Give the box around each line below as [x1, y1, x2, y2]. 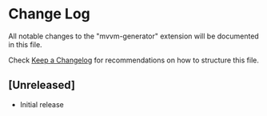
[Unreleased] [8, 78, 76, 92]
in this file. [8, 39, 42, 49]
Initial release [19, 99, 64, 109]
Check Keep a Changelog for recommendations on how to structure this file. [8, 55, 260, 65]
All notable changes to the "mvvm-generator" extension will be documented [8, 31, 260, 41]
